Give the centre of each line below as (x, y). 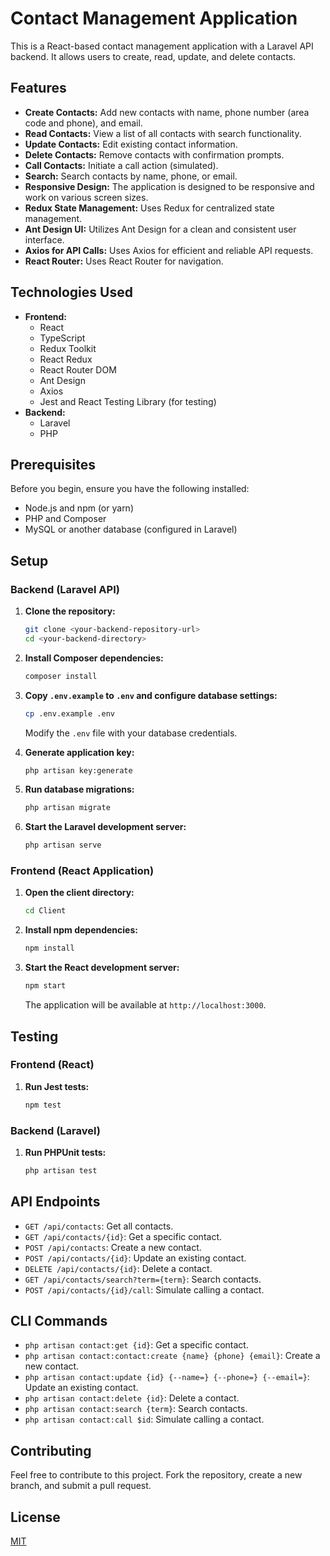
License (35, 1517)
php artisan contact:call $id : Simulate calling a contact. (144, 1419)
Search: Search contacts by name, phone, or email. (131, 176)
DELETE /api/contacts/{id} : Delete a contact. (118, 1268)
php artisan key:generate (78, 770)
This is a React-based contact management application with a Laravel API (162, 46)
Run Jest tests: (57, 1086)
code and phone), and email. (83, 123)
